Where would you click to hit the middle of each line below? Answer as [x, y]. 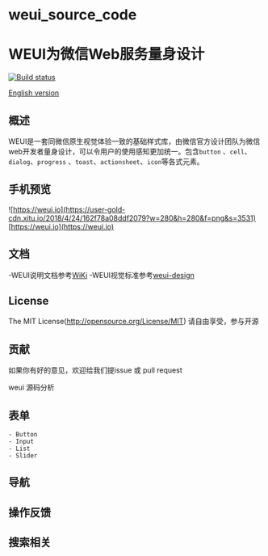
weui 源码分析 [31, 388]
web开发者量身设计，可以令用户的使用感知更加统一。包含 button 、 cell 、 [130, 151]
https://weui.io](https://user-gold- [69, 209]
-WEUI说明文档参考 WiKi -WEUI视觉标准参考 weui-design [102, 275]
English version [34, 93]
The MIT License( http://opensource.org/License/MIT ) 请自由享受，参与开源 [134, 322]
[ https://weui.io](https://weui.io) [61, 226]
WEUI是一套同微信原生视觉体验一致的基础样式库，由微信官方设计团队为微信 [134, 141]
